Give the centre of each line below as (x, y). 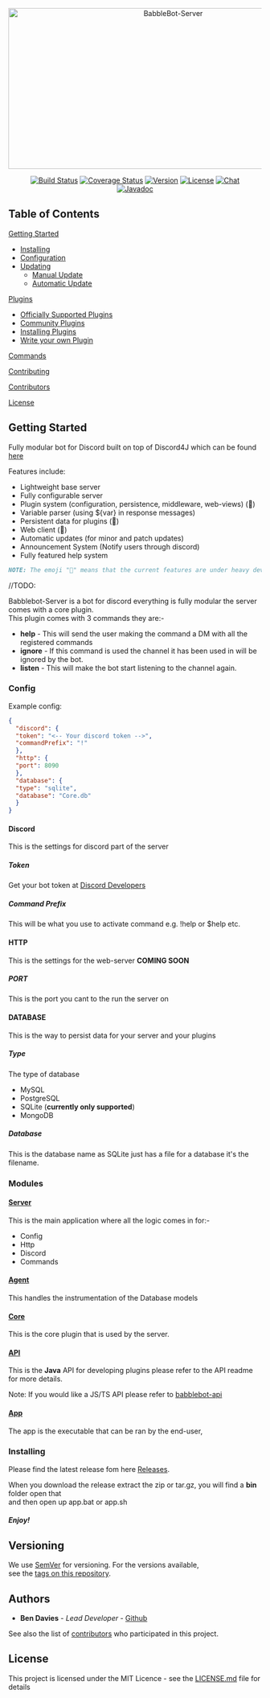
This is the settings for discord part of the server (88, 847)
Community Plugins (52, 323)
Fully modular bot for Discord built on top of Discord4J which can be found (133, 447)
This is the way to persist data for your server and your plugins (112, 1035)
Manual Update (57, 274)
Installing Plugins (48, 331)
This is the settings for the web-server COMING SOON (99, 960)
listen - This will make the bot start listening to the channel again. (128, 668)
